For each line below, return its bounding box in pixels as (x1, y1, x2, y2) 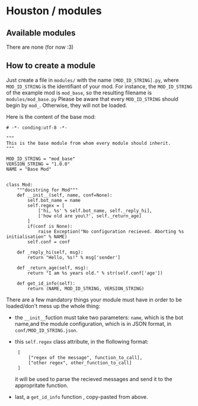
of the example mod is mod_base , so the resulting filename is (6, 89, 152, 96)
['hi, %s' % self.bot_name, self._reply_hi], (37, 208, 152, 214)
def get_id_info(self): (17, 280, 76, 286)
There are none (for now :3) (6, 43, 74, 50)
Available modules (6, 28, 76, 38)
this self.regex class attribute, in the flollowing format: (14, 338, 149, 345)
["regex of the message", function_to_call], (28, 354, 143, 360)
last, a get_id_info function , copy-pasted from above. (14, 393, 148, 400)
